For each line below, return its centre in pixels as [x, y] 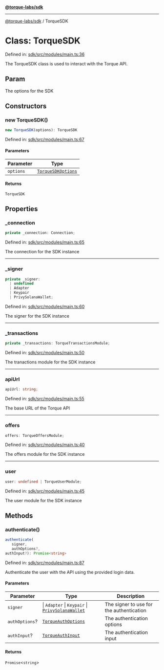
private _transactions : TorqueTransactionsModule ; [58, 344]
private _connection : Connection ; [40, 233]
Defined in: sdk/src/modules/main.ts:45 [45, 491]
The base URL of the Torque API [37, 408]
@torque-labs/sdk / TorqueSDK [37, 21]
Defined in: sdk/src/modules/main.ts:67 [45, 140]
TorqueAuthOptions [64, 621]
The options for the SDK [29, 91]
